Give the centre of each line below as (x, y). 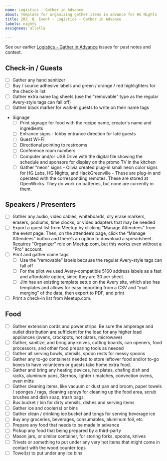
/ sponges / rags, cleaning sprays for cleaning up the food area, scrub (84, 392)
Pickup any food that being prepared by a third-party (67, 431)
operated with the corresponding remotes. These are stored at (84, 178)
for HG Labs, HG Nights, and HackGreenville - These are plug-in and (90, 173)
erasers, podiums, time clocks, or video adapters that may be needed (84, 222)
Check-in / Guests (34, 68)
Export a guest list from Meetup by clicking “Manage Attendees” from (84, 227)
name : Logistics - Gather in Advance (44, 10)
